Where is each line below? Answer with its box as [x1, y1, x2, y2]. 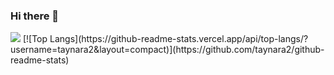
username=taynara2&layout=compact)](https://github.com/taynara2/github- [10, 44, 325, 56]
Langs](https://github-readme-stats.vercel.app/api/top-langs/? [49, 33, 309, 45]
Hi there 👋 [10, 9, 60, 23]
